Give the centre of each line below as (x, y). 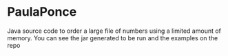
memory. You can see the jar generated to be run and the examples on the (113, 38)
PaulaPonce (42, 12)
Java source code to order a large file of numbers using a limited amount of (114, 31)
